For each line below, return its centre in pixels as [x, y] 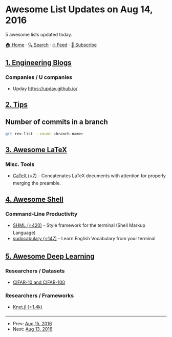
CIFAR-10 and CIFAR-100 [39, 282]
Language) [24, 233]
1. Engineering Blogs [38, 63]
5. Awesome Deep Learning [50, 256]
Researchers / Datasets [35, 271]
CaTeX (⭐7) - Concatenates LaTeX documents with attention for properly [89, 176]
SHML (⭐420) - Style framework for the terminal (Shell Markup [79, 225]
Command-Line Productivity [41, 214]
